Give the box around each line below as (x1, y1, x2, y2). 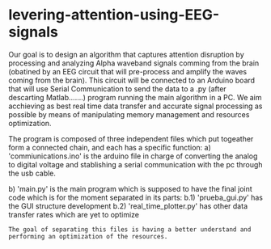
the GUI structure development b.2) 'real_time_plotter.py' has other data (8, 200, 248, 211)
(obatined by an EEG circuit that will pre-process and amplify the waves (8, 66, 248, 76)
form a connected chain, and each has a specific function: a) (8, 142, 212, 152)
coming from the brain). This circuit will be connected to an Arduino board (8, 75, 256, 85)
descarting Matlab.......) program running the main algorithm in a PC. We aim (8, 92, 262, 102)
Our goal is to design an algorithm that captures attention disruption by (8, 49, 244, 59)
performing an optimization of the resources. (8, 232, 168, 240)
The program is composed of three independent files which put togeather (8, 133, 254, 143)
